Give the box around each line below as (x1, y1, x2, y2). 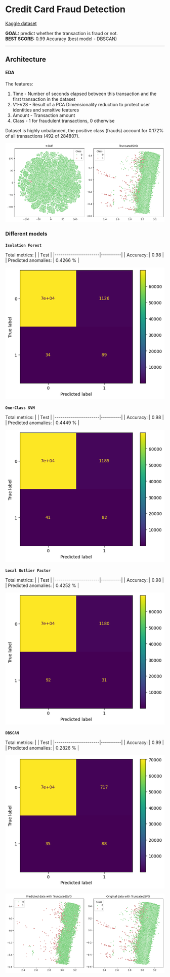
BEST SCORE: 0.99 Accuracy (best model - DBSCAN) (5, 36, 117, 42)
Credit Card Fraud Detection (5, 4, 125, 15)
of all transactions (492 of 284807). (5, 133, 80, 139)
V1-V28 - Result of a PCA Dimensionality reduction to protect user (12, 101, 150, 107)
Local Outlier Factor (5, 568, 51, 573)
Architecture (5, 55, 47, 64)
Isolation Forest (5, 243, 42, 248)
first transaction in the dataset (12, 96, 75, 102)
